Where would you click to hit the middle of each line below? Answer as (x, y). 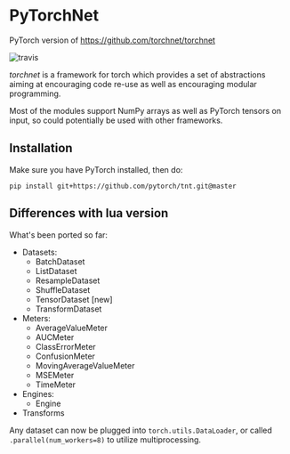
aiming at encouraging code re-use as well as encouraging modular (133, 84)
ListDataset (56, 271)
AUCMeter (55, 337)
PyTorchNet (54, 16)
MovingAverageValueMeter (85, 365)
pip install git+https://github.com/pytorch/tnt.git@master (123, 186)
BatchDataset (60, 261)
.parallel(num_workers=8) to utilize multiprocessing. (105, 439)
